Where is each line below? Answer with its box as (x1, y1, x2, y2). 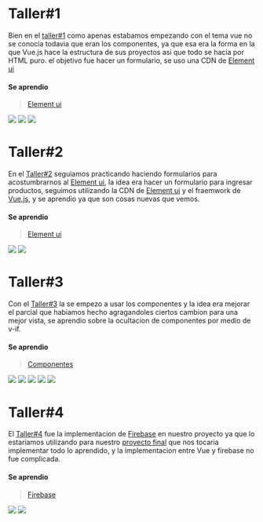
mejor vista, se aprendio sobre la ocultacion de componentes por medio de (8, 316, 251, 326)
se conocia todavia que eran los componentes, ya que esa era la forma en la (8, 38, 255, 48)
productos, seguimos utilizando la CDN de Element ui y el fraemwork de (8, 186, 241, 195)
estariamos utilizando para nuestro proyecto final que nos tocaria (8, 437, 219, 447)
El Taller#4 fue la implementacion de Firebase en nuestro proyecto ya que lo (8, 429, 255, 439)
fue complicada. (8, 454, 61, 464)
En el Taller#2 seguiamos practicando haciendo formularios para (8, 170, 217, 179)
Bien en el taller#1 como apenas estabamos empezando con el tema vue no (8, 31, 253, 40)
